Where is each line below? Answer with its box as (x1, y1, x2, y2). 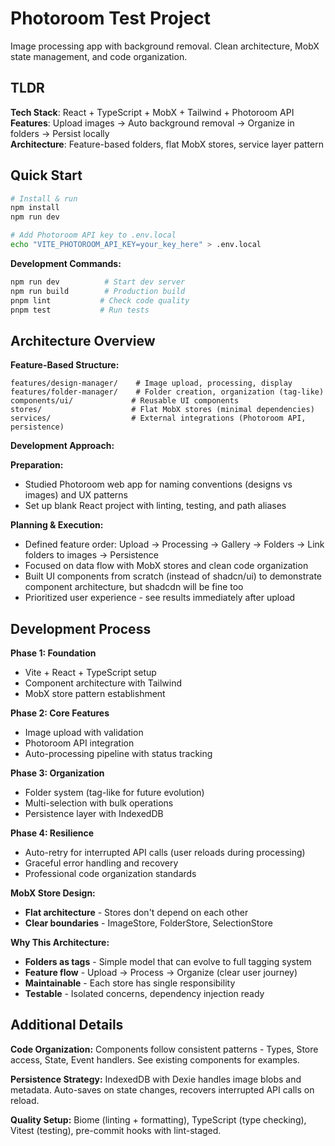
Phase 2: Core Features (10, 707, 110, 719)
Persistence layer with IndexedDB (24, 808, 164, 820)
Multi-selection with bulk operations (24, 797, 174, 809)
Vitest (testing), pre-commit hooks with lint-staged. (10, 1124, 222, 1136)
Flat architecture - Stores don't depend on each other (24, 907, 249, 919)
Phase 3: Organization (10, 767, 105, 779)
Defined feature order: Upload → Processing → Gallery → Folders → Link (24, 538, 325, 551)
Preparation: (10, 459, 64, 471)
